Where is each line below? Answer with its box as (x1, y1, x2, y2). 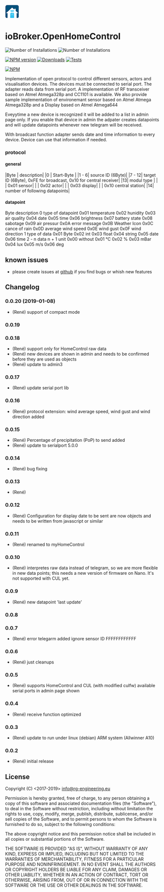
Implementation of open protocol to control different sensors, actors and (5, 75, 151, 81)
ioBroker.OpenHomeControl (5, 31, 121, 42)
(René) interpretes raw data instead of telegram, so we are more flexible (12, 565, 158, 571)
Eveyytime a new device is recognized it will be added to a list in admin (5, 111, 149, 117)
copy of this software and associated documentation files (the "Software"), (5, 800, 157, 806)
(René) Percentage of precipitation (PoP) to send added (12, 437, 125, 443)
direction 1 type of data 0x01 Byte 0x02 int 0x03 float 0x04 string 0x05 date (5, 231, 159, 237)
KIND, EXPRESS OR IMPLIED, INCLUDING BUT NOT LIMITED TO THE (5, 851, 144, 857)
